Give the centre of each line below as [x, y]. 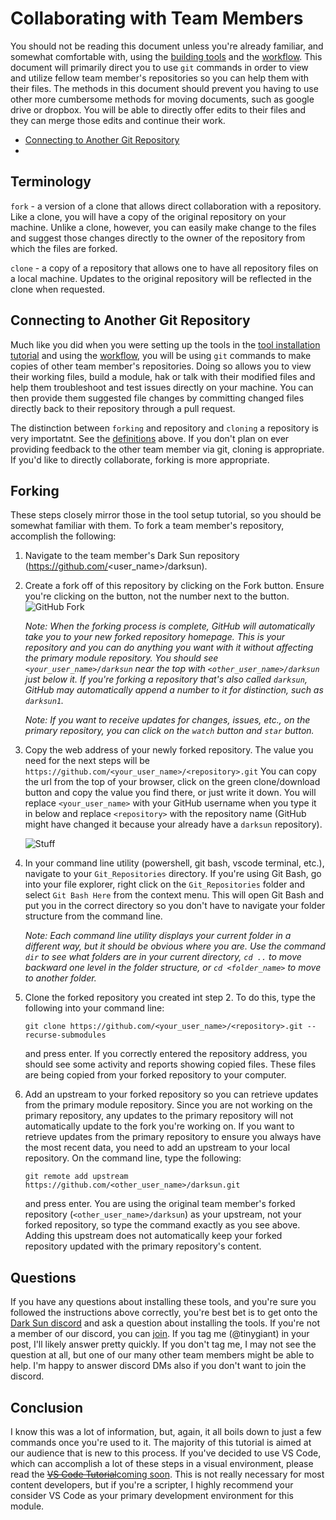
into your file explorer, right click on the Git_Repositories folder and [165, 884]
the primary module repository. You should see [121, 658]
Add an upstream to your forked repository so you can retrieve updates [171, 1094]
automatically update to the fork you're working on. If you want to [159, 1126]
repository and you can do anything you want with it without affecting [169, 648]
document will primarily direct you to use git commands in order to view [159, 67]
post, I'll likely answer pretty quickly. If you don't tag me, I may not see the [163, 1344]
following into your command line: [94, 1008]
